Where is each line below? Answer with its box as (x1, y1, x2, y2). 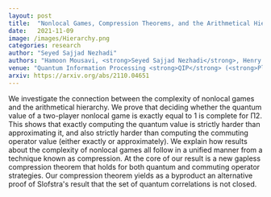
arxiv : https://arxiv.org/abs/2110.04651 (8, 72, 150, 80)
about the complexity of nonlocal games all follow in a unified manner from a (8, 145, 263, 154)
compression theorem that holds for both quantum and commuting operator (8, 162, 261, 171)
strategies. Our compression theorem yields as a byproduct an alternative (8, 170, 253, 180)
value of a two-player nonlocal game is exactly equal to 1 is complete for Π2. (8, 110, 262, 121)
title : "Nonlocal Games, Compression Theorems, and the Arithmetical (8, 19, 251, 27)
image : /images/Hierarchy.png (8, 34, 110, 43)
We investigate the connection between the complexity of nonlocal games (8, 93, 255, 103)
